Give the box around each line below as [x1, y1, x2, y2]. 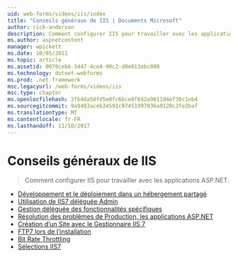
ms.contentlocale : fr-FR [7, 115, 81, 122]
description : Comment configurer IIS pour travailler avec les [7, 30, 198, 38]
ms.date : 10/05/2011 [7, 50, 69, 57]
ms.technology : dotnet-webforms [7, 69, 103, 76]
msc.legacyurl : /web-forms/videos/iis [7, 83, 122, 90]
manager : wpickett [7, 43, 62, 50]
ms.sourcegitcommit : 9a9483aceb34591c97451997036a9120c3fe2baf [7, 103, 198, 110]
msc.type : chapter [7, 89, 62, 96]
